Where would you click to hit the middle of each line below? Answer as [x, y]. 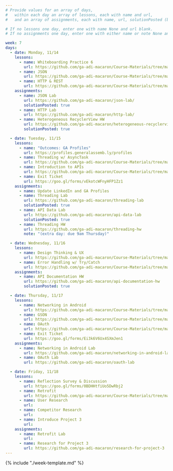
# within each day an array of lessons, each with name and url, [79, 15]
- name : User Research [43, 401]
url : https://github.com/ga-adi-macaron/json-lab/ [79, 100]
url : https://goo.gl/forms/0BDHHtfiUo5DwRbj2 [74, 386]
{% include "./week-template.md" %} [45, 463]
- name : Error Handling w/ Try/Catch [59, 262]
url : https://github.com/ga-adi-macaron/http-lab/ [79, 115]
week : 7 [14, 43]
